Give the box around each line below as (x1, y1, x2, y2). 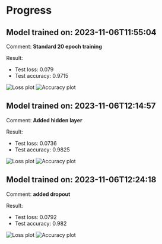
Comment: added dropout (6, 191, 71, 198)
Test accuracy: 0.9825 (14, 146, 70, 153)
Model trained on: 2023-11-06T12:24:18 (6, 175, 157, 185)
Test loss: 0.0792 (14, 213, 58, 220)
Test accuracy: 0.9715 (14, 72, 69, 79)
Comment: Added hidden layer (6, 116, 82, 123)
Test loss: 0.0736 (14, 140, 58, 147)
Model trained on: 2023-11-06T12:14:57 (6, 101, 156, 111)
